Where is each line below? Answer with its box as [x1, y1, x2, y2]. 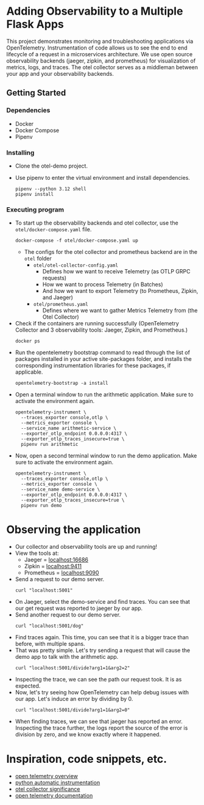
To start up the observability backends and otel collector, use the [15, 219, 178, 227]
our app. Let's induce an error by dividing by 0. [15, 696, 133, 703]
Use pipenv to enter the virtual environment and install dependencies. [15, 174, 191, 181]
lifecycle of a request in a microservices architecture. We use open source [6, 50, 193, 57]
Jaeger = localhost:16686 [24, 556, 89, 563]
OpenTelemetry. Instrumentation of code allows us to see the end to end [6, 44, 188, 51]
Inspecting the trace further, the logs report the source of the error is [15, 724, 188, 732]
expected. [15, 682, 41, 689]
